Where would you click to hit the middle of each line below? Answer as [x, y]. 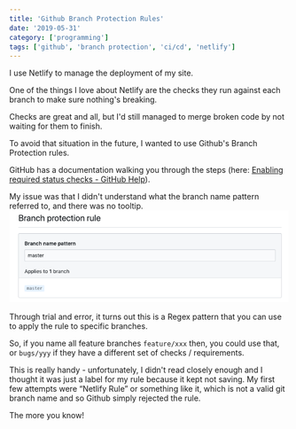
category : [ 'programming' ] [59, 37]
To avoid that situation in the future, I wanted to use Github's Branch [133, 144]
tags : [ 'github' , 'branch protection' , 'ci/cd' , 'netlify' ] [123, 47]
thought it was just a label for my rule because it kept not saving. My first [142, 379]
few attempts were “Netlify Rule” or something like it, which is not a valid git [147, 389]
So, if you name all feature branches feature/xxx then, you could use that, [144, 343]
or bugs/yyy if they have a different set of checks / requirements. [127, 353]
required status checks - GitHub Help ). [80, 179]
